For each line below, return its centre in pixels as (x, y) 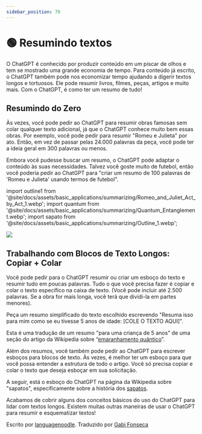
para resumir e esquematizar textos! (51, 413)
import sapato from (52, 217)
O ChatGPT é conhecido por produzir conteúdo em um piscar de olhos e (96, 63)
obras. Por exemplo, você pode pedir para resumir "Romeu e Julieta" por (97, 136)
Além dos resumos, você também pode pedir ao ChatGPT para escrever (96, 351)
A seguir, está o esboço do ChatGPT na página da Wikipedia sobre (89, 382)
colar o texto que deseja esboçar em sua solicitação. (72, 370)
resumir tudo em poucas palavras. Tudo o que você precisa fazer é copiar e (100, 284)
